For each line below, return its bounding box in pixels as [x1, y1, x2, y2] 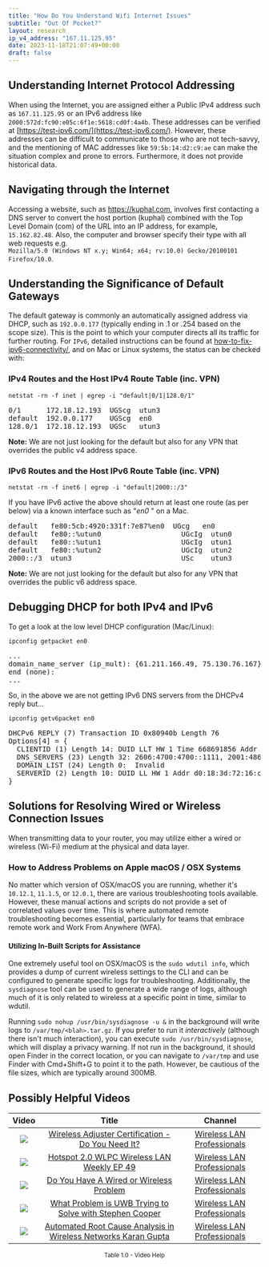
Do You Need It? [78, 1138, 140, 1149]
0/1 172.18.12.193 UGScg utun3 [8, 406, 161, 415]
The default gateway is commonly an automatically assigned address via [8, 310, 248, 321]
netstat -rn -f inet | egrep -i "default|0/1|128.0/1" [8, 391, 195, 399]
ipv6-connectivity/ [8, 345, 69, 354]
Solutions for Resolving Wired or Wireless [8, 799, 222, 813]
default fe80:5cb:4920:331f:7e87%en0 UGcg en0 [8, 522, 216, 531]
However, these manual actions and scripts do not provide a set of [8, 897, 227, 906]
